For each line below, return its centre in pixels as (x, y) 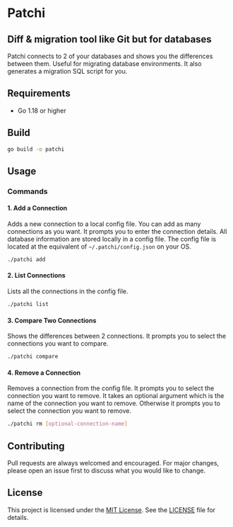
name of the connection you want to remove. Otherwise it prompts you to (114, 403)
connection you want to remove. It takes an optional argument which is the (116, 396)
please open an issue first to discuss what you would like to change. (107, 470)
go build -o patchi (36, 149)
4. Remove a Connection (44, 373)
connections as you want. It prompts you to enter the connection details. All (117, 232)
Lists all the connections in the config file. (68, 291)
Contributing (36, 446)
